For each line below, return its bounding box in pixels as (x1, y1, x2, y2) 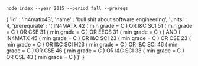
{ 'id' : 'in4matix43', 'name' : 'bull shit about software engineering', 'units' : (6, 16, 187, 23)
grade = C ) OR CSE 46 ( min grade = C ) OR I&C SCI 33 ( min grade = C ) (6, 47, 184, 54)
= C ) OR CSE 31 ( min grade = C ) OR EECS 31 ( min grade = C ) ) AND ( (6, 28, 181, 35)
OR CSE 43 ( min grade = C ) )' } (6, 54, 85, 60)
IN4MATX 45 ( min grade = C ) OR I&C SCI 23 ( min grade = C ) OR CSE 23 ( (6, 35, 191, 41)
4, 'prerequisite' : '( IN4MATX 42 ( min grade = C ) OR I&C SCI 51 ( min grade (6, 22, 193, 29)
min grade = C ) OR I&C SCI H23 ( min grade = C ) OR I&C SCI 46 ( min (6, 41, 178, 48)
